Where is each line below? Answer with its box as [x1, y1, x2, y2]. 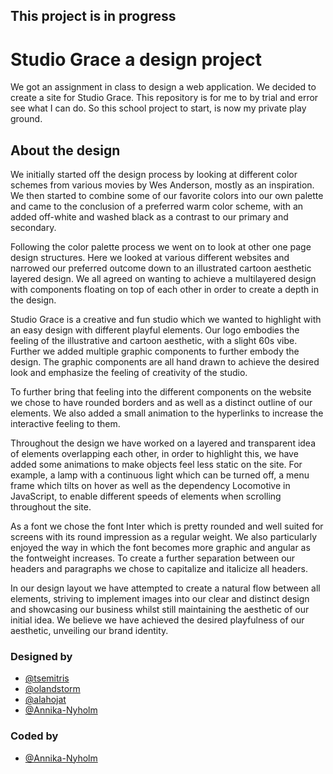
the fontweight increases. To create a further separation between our [10, 552, 296, 564]
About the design [10, 142, 121, 159]
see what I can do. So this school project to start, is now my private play [10, 102, 307, 114]
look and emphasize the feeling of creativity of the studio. [10, 367, 248, 379]
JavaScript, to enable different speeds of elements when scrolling [10, 490, 282, 503]
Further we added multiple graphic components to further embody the [10, 345, 300, 358]
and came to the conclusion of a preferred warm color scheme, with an [10, 200, 304, 213]
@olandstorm [24, 683, 81, 695]
